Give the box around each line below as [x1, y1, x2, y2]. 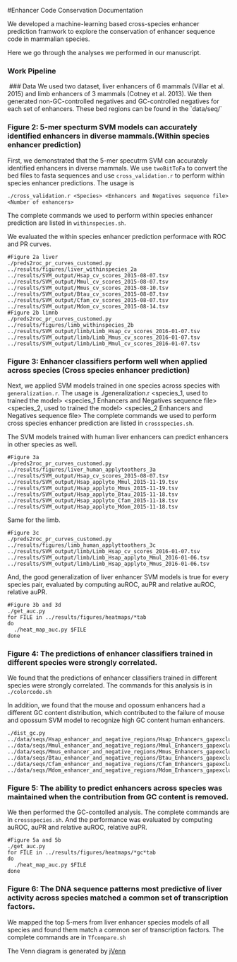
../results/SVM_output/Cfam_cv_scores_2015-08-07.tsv [7, 296, 169, 303]
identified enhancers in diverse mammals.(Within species [7, 131, 210, 141]
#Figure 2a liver [7, 253, 59, 260]
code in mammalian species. [7, 35, 90, 43]
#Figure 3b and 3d [7, 601, 61, 608]
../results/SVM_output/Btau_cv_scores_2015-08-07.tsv [7, 290, 169, 298]
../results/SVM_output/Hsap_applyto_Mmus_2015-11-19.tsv [7, 485, 178, 492]
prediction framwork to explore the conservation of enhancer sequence [7, 28, 215, 35]
